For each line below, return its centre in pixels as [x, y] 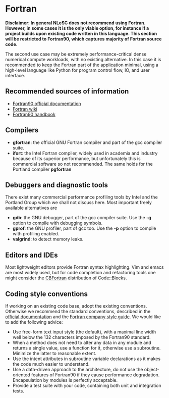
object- [152, 369]
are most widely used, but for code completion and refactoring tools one [80, 273]
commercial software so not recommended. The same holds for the [82, 164]
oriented [21, 375]
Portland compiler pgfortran [42, 169]
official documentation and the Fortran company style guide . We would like [83, 317]
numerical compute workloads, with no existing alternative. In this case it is [83, 59]
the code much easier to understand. [51, 364]
